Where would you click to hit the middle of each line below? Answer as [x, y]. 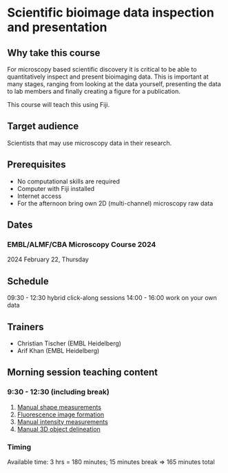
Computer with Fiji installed [56, 188]
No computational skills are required [69, 181]
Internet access [39, 196]
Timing [19, 447]
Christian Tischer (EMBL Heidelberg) [69, 343]
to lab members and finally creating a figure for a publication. [94, 91]
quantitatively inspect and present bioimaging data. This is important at [108, 77]
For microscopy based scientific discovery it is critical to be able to [102, 69]
